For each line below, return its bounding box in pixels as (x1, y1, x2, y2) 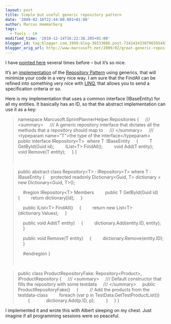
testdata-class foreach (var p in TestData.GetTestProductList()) (17, 292, 160, 298)
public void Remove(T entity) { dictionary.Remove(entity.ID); (22, 235, 164, 241)
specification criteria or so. (5, 85, 62, 92)
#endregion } (22, 251, 51, 257)
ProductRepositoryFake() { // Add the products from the (17, 286, 150, 292)
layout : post (5, 7, 33, 13)
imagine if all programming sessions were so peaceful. (5, 312, 120, 319)
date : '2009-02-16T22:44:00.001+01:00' (5, 17, 90, 22)
